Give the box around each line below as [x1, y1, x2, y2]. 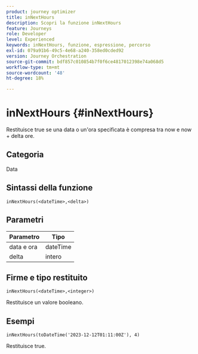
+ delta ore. [6, 133, 35, 140]
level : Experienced [6, 36, 55, 42]
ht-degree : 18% [6, 75, 44, 81]
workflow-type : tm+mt [6, 64, 60, 70]
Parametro [9, 232, 40, 241]
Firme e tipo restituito [6, 272, 88, 282]
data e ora [9, 242, 38, 251]
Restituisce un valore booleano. [6, 299, 83, 306]
